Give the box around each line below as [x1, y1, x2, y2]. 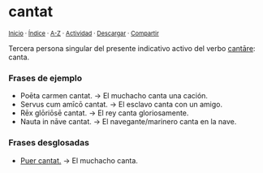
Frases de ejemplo [8, 72, 83, 84]
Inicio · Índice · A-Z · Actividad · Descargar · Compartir [8, 29, 160, 37]
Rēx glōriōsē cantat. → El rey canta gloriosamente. [19, 108, 189, 118]
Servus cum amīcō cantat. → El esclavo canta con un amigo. [19, 100, 223, 110]
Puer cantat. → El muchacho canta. [19, 155, 138, 165]
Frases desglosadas [8, 137, 89, 149]
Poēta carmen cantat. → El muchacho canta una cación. [19, 91, 209, 101]
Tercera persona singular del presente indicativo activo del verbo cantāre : [8, 43, 256, 53]
